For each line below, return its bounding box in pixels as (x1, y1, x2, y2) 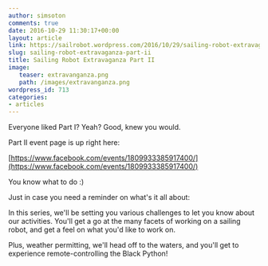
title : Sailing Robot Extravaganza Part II (8, 57, 156, 65)
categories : (8, 93, 48, 101)
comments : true (8, 19, 59, 27)
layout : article (8, 33, 62, 42)
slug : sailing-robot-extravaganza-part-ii (8, 49, 152, 57)
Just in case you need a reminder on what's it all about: (8, 193, 190, 202)
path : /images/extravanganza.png (18, 78, 130, 86)
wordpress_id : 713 (8, 85, 69, 94)
